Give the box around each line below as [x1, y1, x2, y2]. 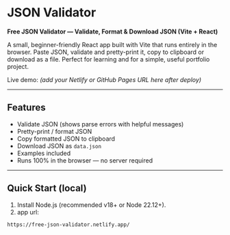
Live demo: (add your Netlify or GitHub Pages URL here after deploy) [7, 75, 202, 83]
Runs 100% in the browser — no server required [16, 156, 153, 165]
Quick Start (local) [7, 182, 87, 194]
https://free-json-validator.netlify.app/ [7, 221, 130, 228]
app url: [16, 208, 39, 216]
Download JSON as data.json [16, 141, 101, 150]
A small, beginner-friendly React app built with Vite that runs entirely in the [7, 40, 218, 49]
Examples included [16, 149, 71, 157]
